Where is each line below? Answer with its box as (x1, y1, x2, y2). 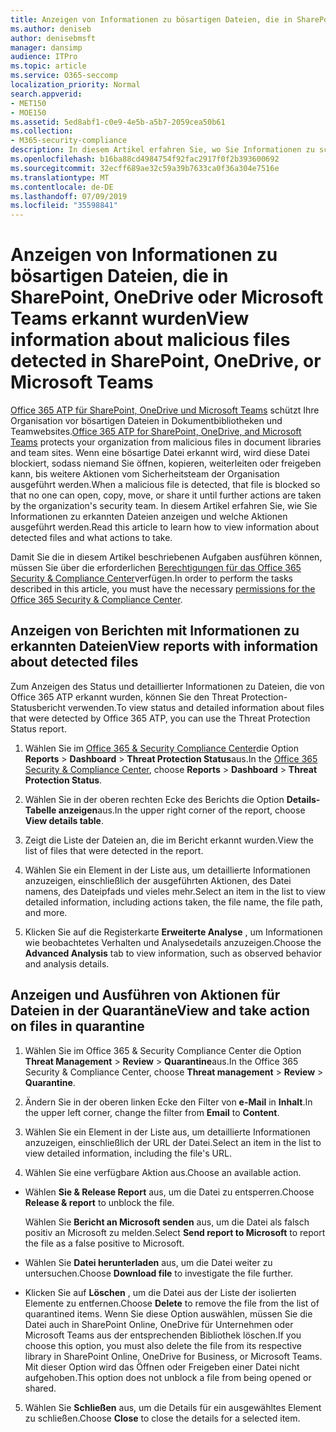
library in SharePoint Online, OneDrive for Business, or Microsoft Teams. (24, 1350, 323, 1362)
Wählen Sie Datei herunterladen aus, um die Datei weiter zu (24, 1256, 273, 1268)
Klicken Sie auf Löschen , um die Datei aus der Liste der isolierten (24, 1286, 297, 1298)
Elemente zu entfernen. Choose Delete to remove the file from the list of (24, 1297, 320, 1309)
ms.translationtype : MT (10, 172, 110, 183)
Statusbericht (10, 701, 67, 713)
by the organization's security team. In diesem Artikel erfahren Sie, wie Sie (10, 500, 318, 512)
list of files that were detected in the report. (24, 844, 204, 856)
